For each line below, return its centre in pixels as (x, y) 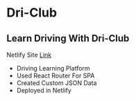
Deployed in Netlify (44, 90)
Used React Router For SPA (56, 75)
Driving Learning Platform (53, 68)
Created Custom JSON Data (57, 83)
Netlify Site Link (29, 55)
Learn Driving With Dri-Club (68, 38)
